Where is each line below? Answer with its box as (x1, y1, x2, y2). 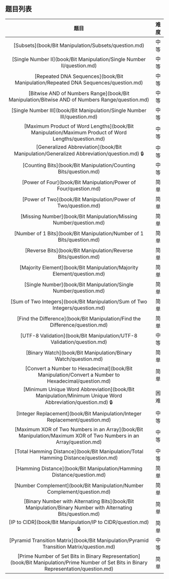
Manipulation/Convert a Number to (38, 371, 120, 378)
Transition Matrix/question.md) (42, 543, 116, 550)
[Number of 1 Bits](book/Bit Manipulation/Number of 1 (14, 230, 144, 237)
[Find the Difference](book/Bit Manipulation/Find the (17, 315, 141, 322)
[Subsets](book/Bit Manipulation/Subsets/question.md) (13, 42, 145, 49)
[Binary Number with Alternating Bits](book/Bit (24, 498, 134, 505)
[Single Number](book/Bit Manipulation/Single (24, 281, 134, 288)
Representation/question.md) (44, 565, 114, 572)
